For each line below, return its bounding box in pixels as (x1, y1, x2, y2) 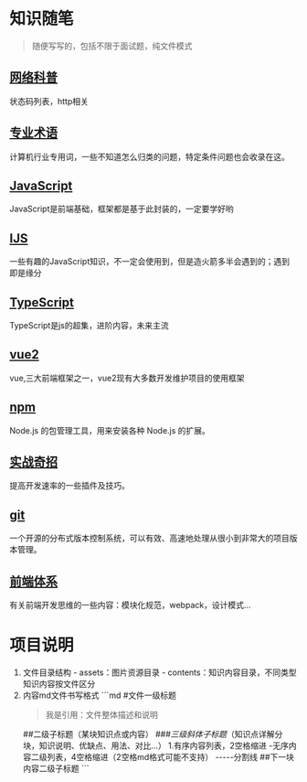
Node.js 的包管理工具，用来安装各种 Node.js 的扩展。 (9, 424, 210, 435)
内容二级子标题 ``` (22, 763, 90, 774)
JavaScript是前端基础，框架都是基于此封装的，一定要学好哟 (9, 203, 235, 215)
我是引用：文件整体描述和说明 (45, 710, 158, 720)
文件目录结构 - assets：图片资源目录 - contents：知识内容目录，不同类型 (22, 667, 297, 678)
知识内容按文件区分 (22, 679, 96, 689)
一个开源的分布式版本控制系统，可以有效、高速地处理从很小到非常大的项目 (9, 532, 290, 544)
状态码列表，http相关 (9, 95, 90, 106)
